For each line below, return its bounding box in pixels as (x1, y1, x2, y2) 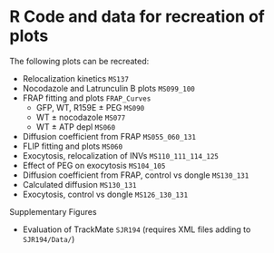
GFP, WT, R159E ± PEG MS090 (35, 102, 145, 112)
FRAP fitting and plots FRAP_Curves (22, 92, 152, 103)
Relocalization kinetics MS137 (22, 73, 130, 83)
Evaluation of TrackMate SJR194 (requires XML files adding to (22, 224, 251, 235)
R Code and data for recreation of (9, 6, 265, 27)
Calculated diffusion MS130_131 (22, 179, 137, 190)
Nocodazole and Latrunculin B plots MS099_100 (22, 83, 195, 93)
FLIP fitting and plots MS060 (22, 141, 123, 151)
